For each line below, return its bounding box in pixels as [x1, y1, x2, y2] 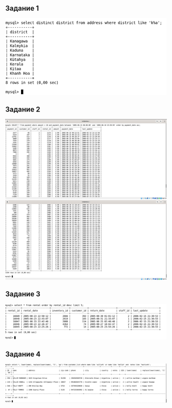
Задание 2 [5, 105, 40, 114]
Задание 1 [5, 4, 39, 13]
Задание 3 [5, 290, 40, 298]
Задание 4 [5, 350, 41, 358]
